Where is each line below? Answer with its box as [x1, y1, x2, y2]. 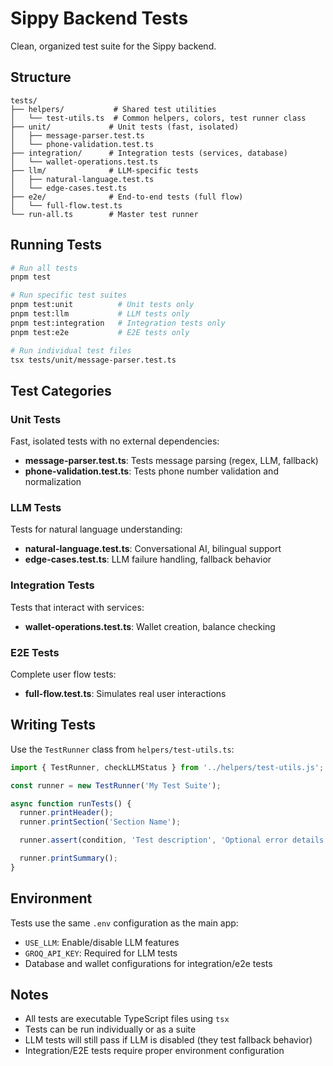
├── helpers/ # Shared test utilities [10, 104, 217, 114]
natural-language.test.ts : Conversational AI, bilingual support [24, 543, 282, 555]
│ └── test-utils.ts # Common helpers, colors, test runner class [10, 113, 307, 123]
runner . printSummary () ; [19, 853, 118, 864]
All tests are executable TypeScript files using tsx [24, 1013, 230, 1025]
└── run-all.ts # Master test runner [10, 209, 199, 219]
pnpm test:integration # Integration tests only [10, 318, 226, 328]
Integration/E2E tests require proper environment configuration [24, 1045, 285, 1057]
